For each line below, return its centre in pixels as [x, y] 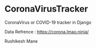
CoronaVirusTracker [46, 9]
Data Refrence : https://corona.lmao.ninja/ [47, 32]
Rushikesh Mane [21, 41]
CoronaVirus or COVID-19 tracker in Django [48, 22]
